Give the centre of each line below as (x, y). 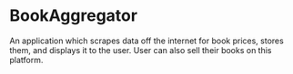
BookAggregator (74, 16)
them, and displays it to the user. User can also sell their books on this (141, 50)
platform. (26, 60)
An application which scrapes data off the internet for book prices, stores (146, 41)
